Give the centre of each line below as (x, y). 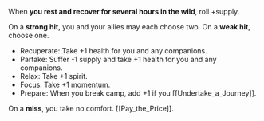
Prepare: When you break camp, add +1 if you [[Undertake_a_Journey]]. (138, 93)
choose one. (29, 35)
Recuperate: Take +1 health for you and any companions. (113, 51)
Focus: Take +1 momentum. (65, 84)
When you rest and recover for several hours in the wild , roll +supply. (124, 12)
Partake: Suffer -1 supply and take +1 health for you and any (118, 59)
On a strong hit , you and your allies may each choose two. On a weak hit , (130, 27)
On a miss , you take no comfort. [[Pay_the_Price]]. (91, 108)
